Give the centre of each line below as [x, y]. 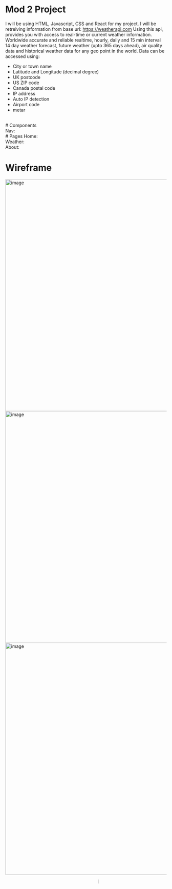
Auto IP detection [31, 99]
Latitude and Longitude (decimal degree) [56, 72]
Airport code [26, 104]
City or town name [32, 66]
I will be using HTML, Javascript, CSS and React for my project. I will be [81, 24]
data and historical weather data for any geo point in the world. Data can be [85, 51]
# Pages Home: [21, 136]
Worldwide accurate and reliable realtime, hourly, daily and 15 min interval [83, 40]
